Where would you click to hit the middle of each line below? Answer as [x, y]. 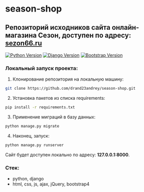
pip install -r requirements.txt [40, 107]
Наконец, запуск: [31, 136]
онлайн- [125, 27]
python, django [28, 179]
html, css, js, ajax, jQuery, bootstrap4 [51, 184]
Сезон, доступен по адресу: [85, 35]
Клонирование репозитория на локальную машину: [68, 79]
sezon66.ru [24, 43]
